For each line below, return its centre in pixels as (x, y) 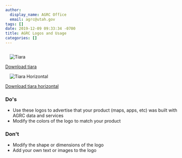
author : (13, 10)
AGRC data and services (38, 116)
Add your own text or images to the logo (55, 150)
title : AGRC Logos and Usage (36, 33)
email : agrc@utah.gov (33, 19)
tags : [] (14, 24)
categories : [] (21, 38)
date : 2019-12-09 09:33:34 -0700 (40, 29)
